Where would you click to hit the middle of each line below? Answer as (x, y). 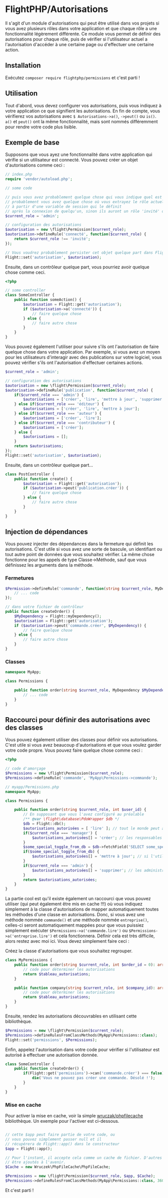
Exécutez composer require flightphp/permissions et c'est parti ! (72, 77)
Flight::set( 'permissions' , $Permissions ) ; (51, 1040)
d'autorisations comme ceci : (35, 165)
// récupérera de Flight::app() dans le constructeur (62, 1144)
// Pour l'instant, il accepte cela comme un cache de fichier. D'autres (84, 1158)
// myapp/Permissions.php (32, 787)
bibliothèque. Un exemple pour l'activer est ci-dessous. (62, 1121)
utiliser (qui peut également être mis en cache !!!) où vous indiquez (74, 904)
